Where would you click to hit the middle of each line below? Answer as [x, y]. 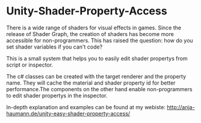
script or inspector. [29, 65]
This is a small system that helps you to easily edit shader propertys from [97, 58]
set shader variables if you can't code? [54, 47]
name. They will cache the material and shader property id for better [91, 83]
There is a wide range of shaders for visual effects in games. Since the [94, 28]
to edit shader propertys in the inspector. [57, 95]
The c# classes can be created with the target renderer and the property [96, 76]
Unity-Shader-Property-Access [87, 11]
